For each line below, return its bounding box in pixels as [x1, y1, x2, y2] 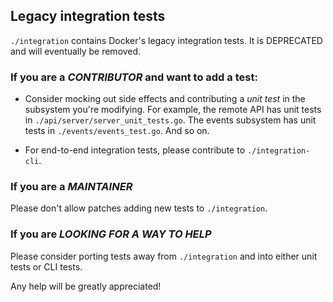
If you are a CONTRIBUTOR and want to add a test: [10, 70, 258, 84]
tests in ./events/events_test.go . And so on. [24, 125, 210, 137]
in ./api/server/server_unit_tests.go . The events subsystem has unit [24, 114, 317, 126]
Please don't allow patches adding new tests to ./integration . [10, 202, 268, 214]
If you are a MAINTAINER [10, 180, 133, 194]
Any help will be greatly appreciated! [10, 280, 162, 292]
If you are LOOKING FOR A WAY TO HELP [10, 227, 212, 241]
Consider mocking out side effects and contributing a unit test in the [24, 93, 306, 105]
